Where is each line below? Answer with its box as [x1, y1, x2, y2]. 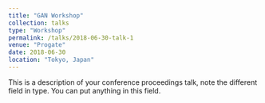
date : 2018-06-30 [8, 48, 66, 56]
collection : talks [8, 19, 69, 27]
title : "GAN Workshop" [8, 11, 84, 20]
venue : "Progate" [8, 41, 66, 49]
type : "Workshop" [8, 26, 66, 34]
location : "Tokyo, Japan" [8, 56, 94, 64]
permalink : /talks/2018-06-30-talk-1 [8, 33, 134, 42]
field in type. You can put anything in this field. [8, 86, 161, 95]
